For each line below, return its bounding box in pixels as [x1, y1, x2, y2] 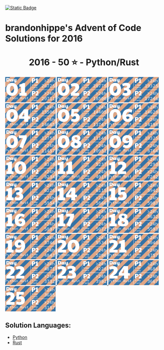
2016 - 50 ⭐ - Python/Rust [28, 57, 139, 68]
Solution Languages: [5, 321, 71, 330]
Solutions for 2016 [5, 33, 83, 45]
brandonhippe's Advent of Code [5, 23, 141, 34]
